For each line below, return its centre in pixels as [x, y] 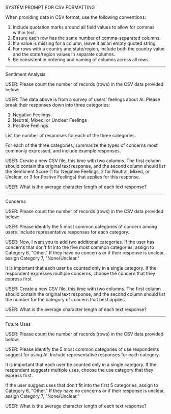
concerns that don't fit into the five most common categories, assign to [80, 247]
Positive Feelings [30, 125]
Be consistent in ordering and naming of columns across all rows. [81, 60]
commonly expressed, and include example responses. [63, 151]
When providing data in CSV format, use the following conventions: [76, 17]
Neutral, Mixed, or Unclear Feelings [50, 120]
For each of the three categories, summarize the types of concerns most [81, 145]
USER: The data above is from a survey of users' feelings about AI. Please [83, 99]
